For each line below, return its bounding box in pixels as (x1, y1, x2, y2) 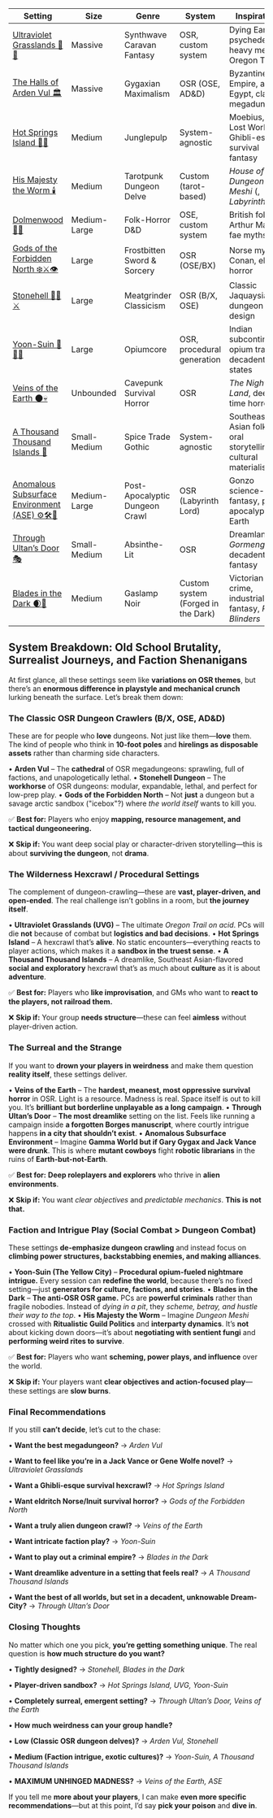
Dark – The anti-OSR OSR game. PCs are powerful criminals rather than (8, 1293, 253, 1303)
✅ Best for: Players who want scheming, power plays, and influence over (8, 1352, 258, 1361)
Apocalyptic (124, 490, 171, 501)
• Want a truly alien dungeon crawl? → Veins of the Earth (8, 1520, 203, 1531)
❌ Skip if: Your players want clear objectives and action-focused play (8, 1377, 246, 1386)
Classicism (124, 300, 166, 311)
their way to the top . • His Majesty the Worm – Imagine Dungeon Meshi (8, 1311, 249, 1320)
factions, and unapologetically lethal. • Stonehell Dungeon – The (8, 772, 226, 783)
